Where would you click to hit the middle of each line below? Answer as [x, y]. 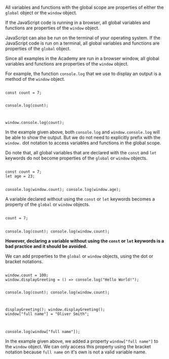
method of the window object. [35, 79]
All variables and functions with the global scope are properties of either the [85, 7]
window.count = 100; [27, 275]
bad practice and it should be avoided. [46, 246]
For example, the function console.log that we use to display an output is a [83, 74]
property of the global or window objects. [48, 204]
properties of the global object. [38, 48]
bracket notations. [24, 262]
